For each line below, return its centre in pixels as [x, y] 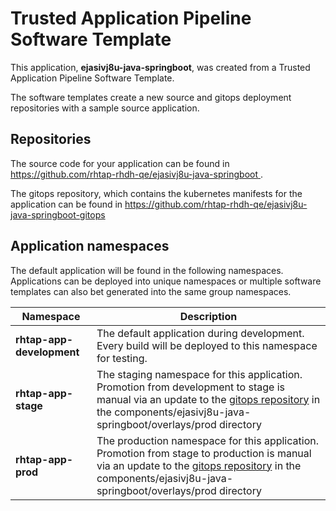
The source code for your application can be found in [120, 163]
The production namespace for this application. [207, 440]
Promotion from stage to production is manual [204, 453]
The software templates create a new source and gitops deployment [151, 97]
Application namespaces [90, 246]
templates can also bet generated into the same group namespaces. [151, 291]
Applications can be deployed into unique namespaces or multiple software [166, 281]
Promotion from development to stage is [190, 387]
